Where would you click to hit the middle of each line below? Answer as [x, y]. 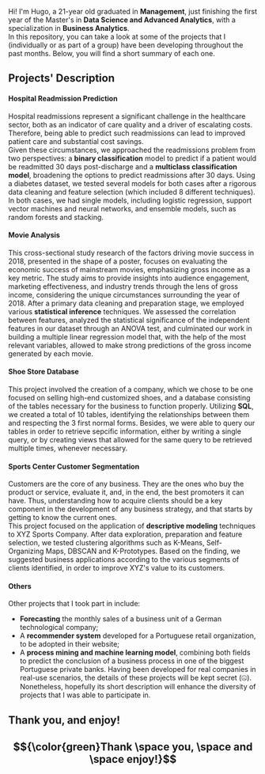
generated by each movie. [51, 353]
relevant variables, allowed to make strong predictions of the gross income [130, 345]
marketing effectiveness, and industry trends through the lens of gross [123, 286]
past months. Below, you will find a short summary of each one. [112, 53]
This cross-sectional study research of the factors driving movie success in [131, 252]
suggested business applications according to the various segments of [124, 560]
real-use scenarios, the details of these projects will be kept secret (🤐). [135, 678]
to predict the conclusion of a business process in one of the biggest [132, 661]
